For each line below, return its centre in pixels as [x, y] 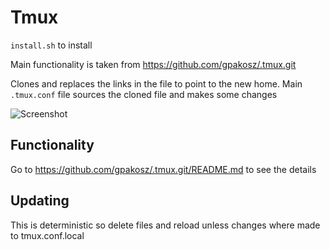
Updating [40, 201]
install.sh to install [51, 45]
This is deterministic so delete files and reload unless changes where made [165, 225]
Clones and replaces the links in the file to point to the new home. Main [156, 83]
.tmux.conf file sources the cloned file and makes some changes [144, 94]
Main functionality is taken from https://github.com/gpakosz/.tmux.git [153, 64]
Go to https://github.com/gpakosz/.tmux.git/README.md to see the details [163, 169]
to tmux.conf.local [47, 235]
